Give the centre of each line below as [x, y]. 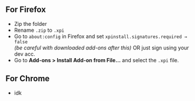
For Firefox [26, 10]
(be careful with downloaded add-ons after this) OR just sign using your [101, 48]
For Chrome [28, 79]
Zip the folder [31, 23]
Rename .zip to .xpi [39, 30]
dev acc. [24, 54]
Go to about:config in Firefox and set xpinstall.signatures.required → [100, 36]
